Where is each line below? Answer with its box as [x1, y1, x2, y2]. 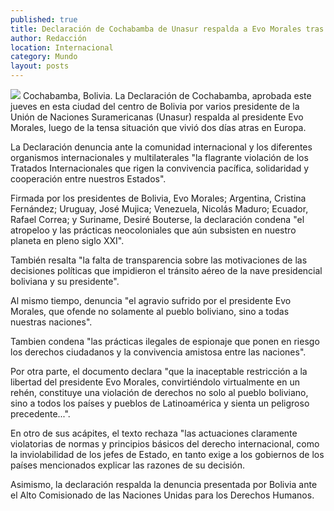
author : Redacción [10, 33, 87, 43]
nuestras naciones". [10, 316, 93, 328]
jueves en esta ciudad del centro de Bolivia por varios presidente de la [10, 101, 300, 112]
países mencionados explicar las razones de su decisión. [10, 459, 246, 471]
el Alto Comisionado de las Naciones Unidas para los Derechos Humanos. [10, 489, 315, 501]
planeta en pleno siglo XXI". [10, 235, 125, 246]
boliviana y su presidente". [10, 276, 120, 287]
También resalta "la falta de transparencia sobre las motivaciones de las [10, 254, 308, 266]
